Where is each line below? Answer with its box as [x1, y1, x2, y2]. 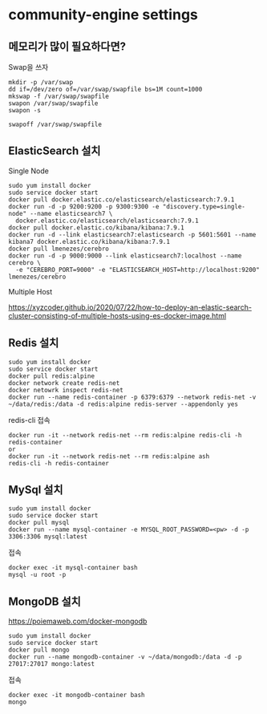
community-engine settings [8, 6, 199, 24]
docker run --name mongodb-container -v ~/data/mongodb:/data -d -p [8, 653, 242, 661]
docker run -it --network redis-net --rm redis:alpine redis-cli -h [8, 431, 242, 439]
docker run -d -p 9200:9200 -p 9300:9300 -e [8, 202, 160, 210]
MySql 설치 [8, 483, 63, 497]
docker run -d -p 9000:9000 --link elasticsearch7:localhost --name [8, 251, 242, 260]
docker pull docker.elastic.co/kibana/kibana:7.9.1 [8, 223, 184, 232]
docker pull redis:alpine [8, 371, 95, 380]
